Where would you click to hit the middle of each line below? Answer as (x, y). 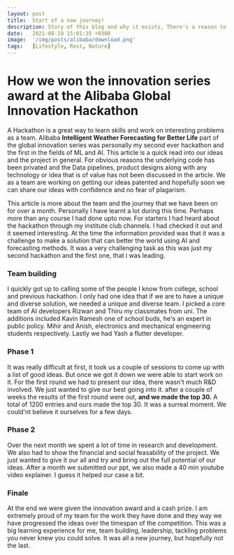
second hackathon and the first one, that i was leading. (86, 255)
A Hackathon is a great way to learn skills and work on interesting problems (116, 130)
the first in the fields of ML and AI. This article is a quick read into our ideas (115, 152)
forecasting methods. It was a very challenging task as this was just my (110, 248)
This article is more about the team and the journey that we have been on (112, 203)
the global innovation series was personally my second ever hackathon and (116, 145)
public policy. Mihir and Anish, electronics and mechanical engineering (109, 326)
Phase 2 (21, 430)
